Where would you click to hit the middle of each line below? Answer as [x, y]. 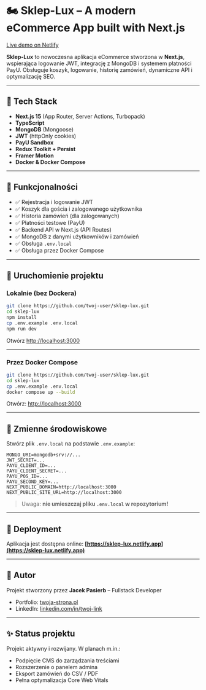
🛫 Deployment [34, 529]
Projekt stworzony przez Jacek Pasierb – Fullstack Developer [84, 590]
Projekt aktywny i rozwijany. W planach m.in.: [63, 648]
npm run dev [21, 329]
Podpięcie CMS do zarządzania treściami [67, 661]
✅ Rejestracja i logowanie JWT [54, 202]
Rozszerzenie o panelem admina [56, 667]
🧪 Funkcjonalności [42, 187]
